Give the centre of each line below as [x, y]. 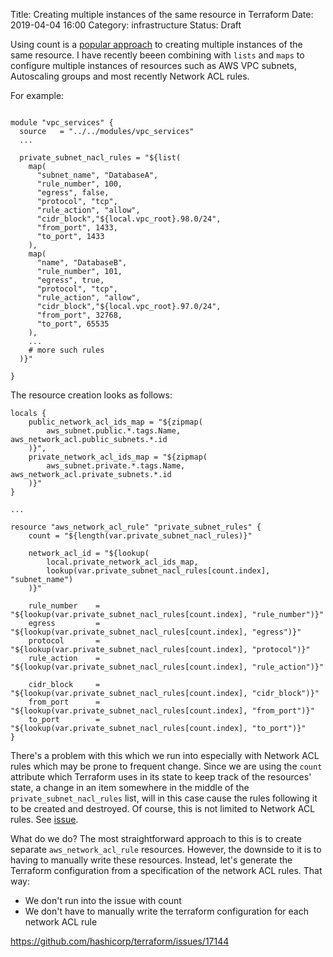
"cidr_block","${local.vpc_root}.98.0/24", [129, 219]
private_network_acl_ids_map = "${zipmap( [118, 457]
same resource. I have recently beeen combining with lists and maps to [157, 55]
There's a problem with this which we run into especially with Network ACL [165, 755]
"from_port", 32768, [79, 315]
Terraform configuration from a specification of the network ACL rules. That [166, 870]
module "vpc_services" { [62, 123]
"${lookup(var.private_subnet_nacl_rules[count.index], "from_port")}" [162, 711]
